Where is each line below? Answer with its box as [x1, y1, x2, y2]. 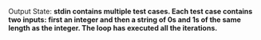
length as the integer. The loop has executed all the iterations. [8, 24, 218, 32]
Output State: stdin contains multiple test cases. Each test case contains [8, 7, 253, 16]
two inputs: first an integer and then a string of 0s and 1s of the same [8, 15, 242, 24]
